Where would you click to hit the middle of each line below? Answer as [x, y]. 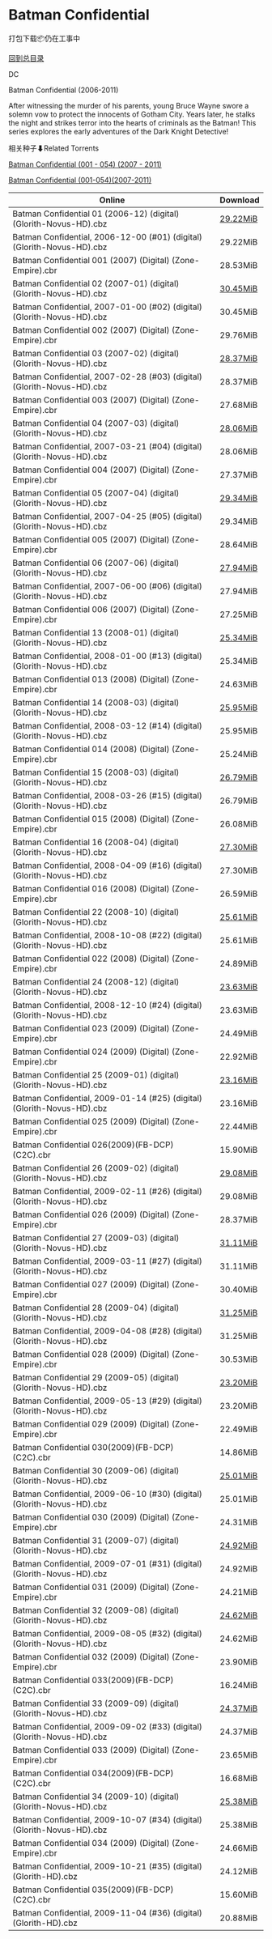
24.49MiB [239, 1033]
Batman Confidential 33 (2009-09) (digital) [96, 1703]
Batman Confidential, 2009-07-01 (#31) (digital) [107, 1563]
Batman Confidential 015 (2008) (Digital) [91, 819]
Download [240, 200]
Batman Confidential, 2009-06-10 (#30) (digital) [107, 1494]
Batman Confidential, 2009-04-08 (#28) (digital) [107, 1331]
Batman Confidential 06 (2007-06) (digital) [96, 563]
